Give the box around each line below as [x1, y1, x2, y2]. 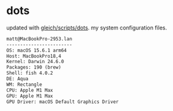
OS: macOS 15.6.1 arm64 [6, 47, 67, 53]
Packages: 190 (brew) [6, 64, 62, 71]
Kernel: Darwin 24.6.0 [6, 59, 64, 65]
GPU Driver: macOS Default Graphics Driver [6, 99, 119, 105]
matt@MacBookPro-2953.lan [6, 36, 72, 42]
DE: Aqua [6, 76, 29, 82]
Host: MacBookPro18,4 [6, 53, 62, 59]
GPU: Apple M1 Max [6, 93, 53, 99]
